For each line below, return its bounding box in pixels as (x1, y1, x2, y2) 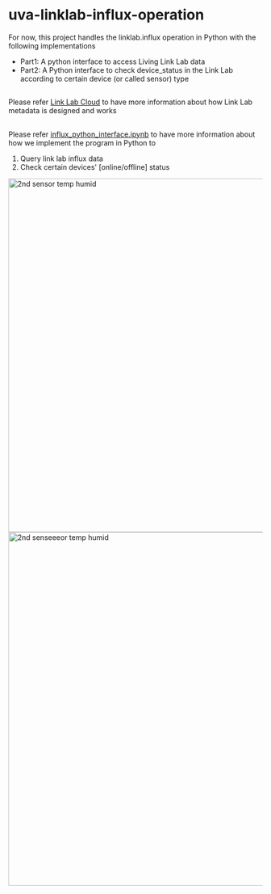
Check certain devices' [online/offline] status (19, 162, 170, 171)
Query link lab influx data (19, 154, 103, 163)
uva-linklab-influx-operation (8, 6, 204, 24)
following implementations (8, 40, 96, 50)
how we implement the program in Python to (8, 137, 156, 147)
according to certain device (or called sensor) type (19, 74, 190, 83)
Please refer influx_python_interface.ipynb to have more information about (8, 129, 256, 139)
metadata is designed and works (8, 106, 117, 116)
